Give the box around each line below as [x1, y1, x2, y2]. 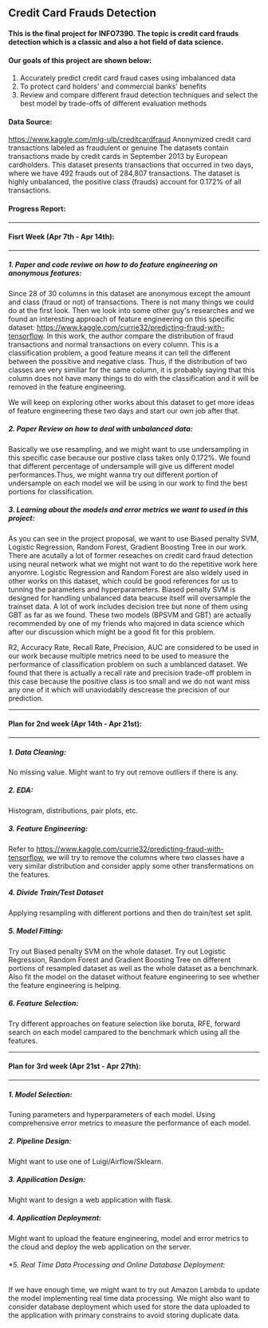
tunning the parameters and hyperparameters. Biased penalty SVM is [8, 585, 236, 594]
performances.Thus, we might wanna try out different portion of [8, 470, 219, 479]
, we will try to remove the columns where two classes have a [42, 852, 245, 862]
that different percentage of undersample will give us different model [8, 461, 235, 470]
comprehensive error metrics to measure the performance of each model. [8, 1118, 251, 1128]
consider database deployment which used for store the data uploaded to [8, 1302, 250, 1311]
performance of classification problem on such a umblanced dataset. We [8, 659, 248, 669]
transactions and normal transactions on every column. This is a [8, 339, 219, 349]
